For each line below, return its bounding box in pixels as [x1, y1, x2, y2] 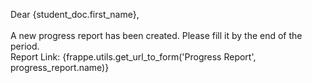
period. [10, 40, 40, 52]
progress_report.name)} [10, 62, 110, 73]
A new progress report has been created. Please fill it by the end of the [10, 30, 303, 41]
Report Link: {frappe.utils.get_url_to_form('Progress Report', [10, 51, 257, 63]
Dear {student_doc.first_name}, [10, 9, 140, 20]
